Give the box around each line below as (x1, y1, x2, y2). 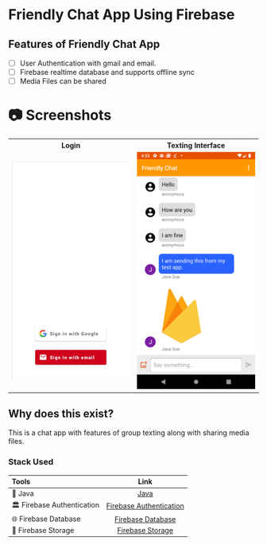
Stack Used (8, 457, 54, 468)
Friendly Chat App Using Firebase (8, 6, 235, 24)
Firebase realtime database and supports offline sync (19, 68, 195, 77)
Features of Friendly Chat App (8, 37, 161, 51)
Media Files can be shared (19, 76, 107, 86)
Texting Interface (166, 140, 226, 150)
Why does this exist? (8, 407, 114, 421)
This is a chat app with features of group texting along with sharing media (8, 428, 250, 437)
